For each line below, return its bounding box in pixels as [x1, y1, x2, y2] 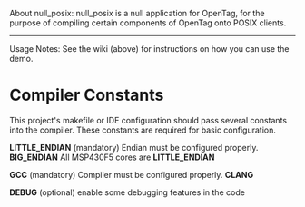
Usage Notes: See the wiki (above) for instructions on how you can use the [9, 44, 290, 54]
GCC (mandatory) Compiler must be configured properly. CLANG [9, 169, 254, 180]
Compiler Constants [9, 85, 164, 105]
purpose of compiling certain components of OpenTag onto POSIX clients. [9, 17, 287, 28]
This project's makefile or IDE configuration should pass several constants [9, 114, 288, 125]
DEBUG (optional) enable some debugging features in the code [9, 186, 245, 198]
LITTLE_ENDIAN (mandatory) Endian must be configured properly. [9, 142, 259, 153]
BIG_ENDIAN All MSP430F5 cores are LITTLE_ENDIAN [9, 152, 215, 163]
